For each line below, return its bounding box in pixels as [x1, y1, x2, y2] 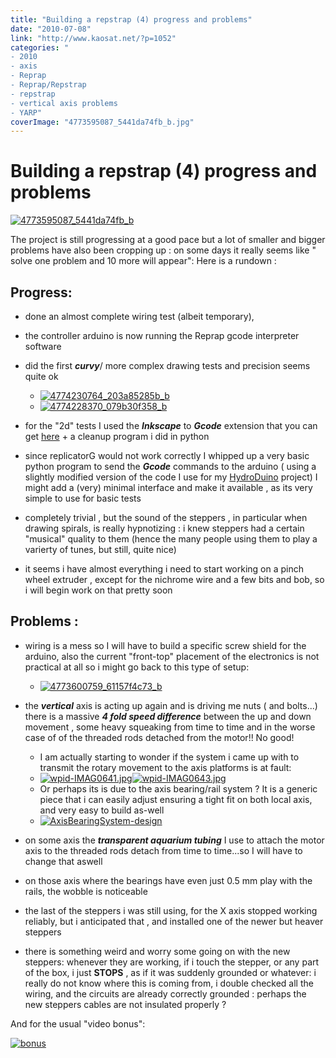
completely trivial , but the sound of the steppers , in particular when [24, 512, 308, 523]
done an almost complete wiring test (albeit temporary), [24, 311, 255, 322]
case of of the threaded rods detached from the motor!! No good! [24, 731, 295, 743]
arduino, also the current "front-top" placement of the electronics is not [24, 650, 320, 662]
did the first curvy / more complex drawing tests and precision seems [24, 360, 311, 371]
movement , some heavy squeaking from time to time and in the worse [24, 721, 316, 733]
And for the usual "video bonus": [10, 1017, 146, 1030]
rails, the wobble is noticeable [24, 885, 148, 897]
